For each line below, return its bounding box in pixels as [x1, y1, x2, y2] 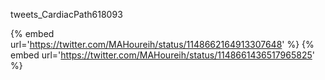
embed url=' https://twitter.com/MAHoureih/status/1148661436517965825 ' [10, 49, 315, 61]
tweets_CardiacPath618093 [10, 9, 123, 20]
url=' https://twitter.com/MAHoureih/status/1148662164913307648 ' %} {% [10, 39, 315, 50]
